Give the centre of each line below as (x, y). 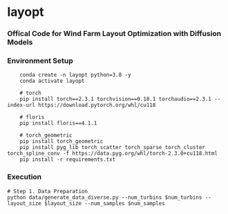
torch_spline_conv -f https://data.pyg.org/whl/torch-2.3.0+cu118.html (112, 154)
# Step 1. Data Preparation (48, 191)
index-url (21, 105)
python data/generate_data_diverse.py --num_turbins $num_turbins (105, 197)
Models (20, 42)
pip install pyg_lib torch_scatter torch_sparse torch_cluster (113, 148)
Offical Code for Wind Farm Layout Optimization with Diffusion (114, 34)
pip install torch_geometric (61, 142)
